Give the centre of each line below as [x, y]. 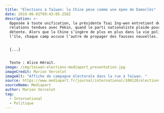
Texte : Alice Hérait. [32, 63]
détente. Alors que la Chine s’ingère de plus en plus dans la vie [80, 32]
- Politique [22, 103]
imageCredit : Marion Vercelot [36, 72]
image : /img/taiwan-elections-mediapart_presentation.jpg [65, 67]
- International [26, 98]
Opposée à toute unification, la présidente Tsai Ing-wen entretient [82, 23]
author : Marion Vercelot [30, 90]
